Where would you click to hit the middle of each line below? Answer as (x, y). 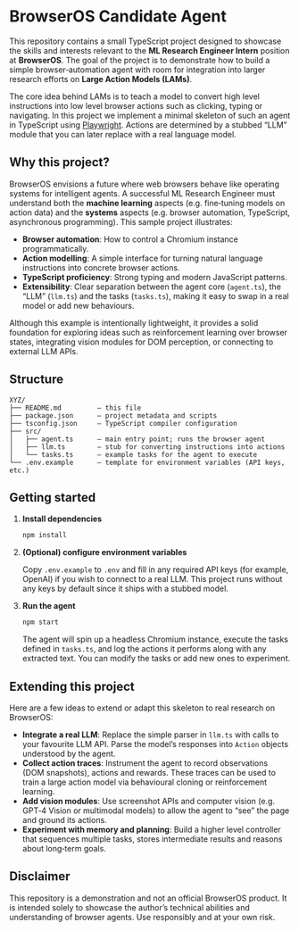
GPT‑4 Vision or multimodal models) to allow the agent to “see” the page (156, 810)
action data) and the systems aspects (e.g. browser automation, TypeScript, (149, 212)
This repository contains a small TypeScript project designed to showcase (145, 41)
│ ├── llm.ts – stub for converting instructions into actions (147, 447)
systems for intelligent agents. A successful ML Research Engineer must (142, 193)
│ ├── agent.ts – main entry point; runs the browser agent (137, 439)
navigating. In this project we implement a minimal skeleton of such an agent (150, 115)
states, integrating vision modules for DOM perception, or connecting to (141, 342)
